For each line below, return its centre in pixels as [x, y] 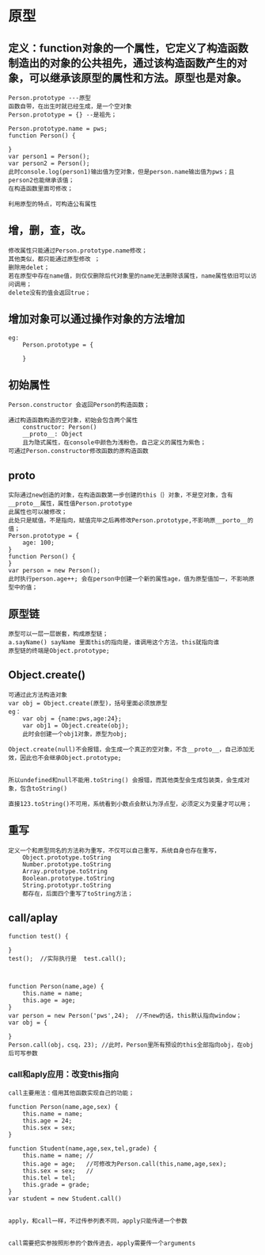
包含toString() [44, 789]
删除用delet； [29, 267]
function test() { [38, 936]
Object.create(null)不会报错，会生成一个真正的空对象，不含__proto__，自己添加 [129, 749]
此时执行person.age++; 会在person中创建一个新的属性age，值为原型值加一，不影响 [129, 579]
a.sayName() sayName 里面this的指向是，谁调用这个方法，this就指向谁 [114, 643]
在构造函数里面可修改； [41, 189]
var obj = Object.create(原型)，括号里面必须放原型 [88, 703]
